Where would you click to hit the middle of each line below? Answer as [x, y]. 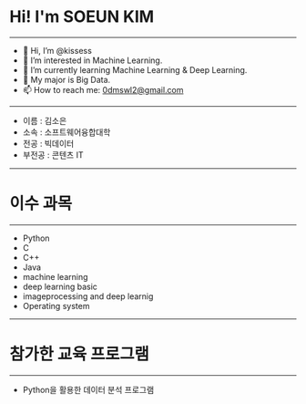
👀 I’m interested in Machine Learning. [92, 60]
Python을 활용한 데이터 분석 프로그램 [88, 389]
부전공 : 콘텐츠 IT [53, 155]
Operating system [56, 306]
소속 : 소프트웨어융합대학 [66, 132]
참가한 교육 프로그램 [80, 354]
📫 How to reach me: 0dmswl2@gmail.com [103, 89]
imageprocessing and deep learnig [88, 296]
